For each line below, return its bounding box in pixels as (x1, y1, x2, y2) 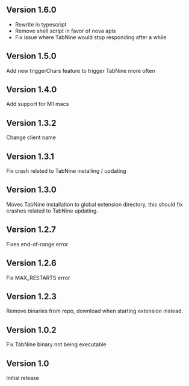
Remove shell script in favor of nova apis (14, 27, 116, 34)
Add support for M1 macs (6, 101, 69, 108)
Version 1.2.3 (6, 291, 57, 302)
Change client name (6, 134, 56, 141)
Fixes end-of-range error (6, 240, 68, 247)
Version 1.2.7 (6, 225, 56, 235)
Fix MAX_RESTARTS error (6, 274, 70, 281)
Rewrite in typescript (14, 20, 67, 28)
